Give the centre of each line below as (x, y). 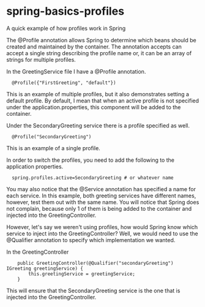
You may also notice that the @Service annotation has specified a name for (101, 189)
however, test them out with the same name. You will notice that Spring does (103, 202)
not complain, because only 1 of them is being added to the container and (99, 208)
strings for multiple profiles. (41, 59)
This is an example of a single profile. (54, 148)
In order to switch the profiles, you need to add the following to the (90, 160)
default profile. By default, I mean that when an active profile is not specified (103, 100)
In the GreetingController (38, 252)
